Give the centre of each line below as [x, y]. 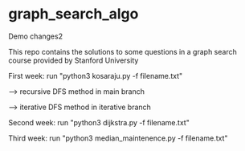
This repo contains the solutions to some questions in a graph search [122, 51]
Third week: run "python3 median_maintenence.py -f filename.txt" [118, 138]
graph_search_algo [73, 14]
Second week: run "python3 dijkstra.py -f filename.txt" [99, 122]
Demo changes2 [35, 36]
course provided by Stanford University [73, 60]
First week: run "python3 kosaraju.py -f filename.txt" [96, 75]
